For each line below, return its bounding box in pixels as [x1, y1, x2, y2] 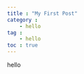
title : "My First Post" [7, 10, 78, 17]
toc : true [7, 42, 38, 49]
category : [7, 16, 38, 23]
